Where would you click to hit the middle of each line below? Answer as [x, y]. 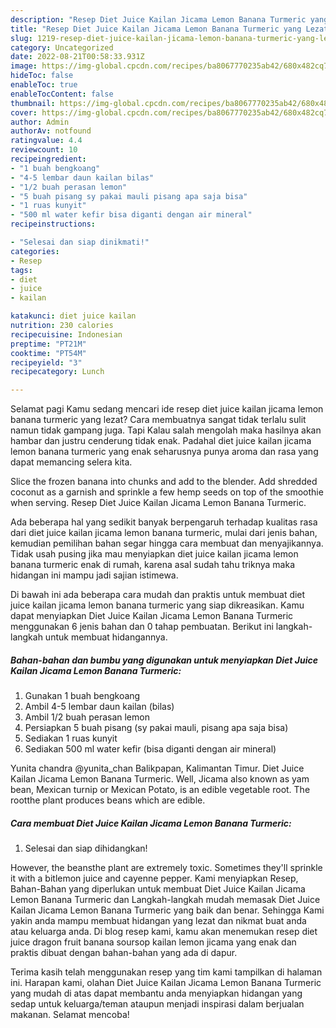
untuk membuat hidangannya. [106, 637]
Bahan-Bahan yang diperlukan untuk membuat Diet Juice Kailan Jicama [158, 889]
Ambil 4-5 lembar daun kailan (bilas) [99, 707]
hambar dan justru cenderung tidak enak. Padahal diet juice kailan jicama [161, 441]
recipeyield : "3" [46, 362]
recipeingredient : [48, 159]
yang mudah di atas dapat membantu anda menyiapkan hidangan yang [156, 993]
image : [24, 66]
